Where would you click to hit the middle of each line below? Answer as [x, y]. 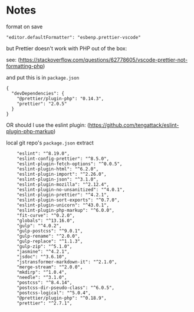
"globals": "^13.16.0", [46, 221]
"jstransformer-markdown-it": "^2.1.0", [67, 262]
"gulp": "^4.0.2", [39, 226]
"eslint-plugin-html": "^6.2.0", [58, 169]
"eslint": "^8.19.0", [43, 153]
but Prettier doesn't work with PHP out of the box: [67, 48]
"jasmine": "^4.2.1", [43, 251]
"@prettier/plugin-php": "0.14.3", [60, 98]
